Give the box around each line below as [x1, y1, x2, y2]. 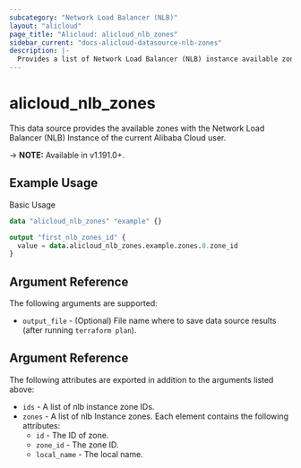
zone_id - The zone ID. [35, 439, 119, 450]
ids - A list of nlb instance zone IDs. [21, 401, 155, 412]
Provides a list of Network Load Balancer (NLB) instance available [17, 55, 279, 64]
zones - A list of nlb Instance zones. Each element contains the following [21, 411, 289, 421]
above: [9, 384, 35, 395]
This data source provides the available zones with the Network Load [9, 123, 265, 133]
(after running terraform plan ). [21, 325, 137, 336]
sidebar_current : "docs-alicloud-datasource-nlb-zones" [9, 38, 222, 47]
